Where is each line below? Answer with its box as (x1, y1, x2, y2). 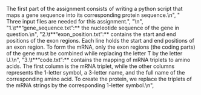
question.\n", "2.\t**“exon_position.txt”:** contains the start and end (6, 31, 177, 38)
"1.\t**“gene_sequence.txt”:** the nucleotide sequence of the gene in (6, 24, 180, 31)
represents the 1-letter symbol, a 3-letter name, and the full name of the (6, 69, 185, 76)
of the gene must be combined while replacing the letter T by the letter (6, 50, 183, 57)
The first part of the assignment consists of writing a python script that (6, 5, 183, 12)
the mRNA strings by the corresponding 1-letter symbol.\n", (6, 82, 154, 89)
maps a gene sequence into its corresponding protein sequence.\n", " (6, 11, 180, 19)
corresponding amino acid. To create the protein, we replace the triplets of (6, 75, 192, 82)
